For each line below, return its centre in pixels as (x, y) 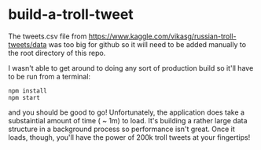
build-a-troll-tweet (71, 15)
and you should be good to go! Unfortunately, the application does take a (127, 112)
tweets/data (28, 44)
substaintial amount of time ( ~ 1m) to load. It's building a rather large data (128, 120)
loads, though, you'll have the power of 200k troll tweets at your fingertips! (129, 137)
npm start (24, 97)
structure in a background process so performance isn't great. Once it (122, 129)
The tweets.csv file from (48, 36)
